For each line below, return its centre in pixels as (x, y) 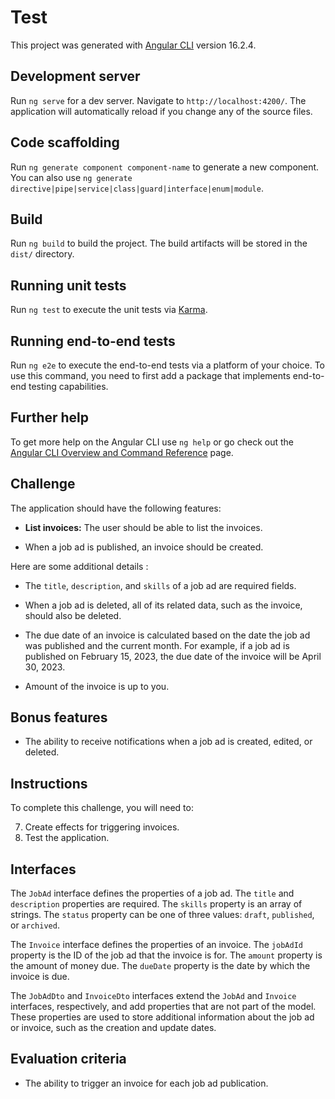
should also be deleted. (73, 615)
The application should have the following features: (116, 508)
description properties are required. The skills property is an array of (156, 904)
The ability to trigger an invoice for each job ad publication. (146, 1083)
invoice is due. (40, 977)
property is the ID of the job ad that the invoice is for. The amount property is (166, 955)
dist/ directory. (42, 254)
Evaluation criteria (68, 1059)
